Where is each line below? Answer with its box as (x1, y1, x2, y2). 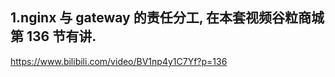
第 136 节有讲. (10, 28, 97, 45)
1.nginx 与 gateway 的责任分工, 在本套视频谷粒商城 (10, 9, 325, 27)
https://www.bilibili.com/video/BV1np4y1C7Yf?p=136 (10, 55, 228, 67)
